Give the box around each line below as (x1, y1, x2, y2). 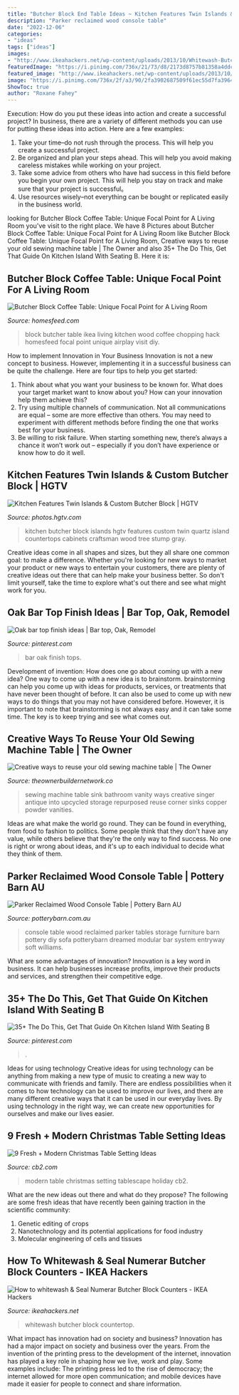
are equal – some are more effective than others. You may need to (17, 410, 211, 419)
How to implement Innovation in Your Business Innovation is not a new (7, 351, 213, 360)
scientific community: (7, 1205, 71, 1214)
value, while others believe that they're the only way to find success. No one (7, 835, 231, 843)
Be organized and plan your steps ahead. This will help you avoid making (17, 154, 232, 162)
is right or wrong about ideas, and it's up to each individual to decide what (7, 842, 225, 851)
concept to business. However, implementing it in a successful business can (7, 359, 231, 367)
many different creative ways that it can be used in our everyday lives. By (7, 1094, 223, 1102)
